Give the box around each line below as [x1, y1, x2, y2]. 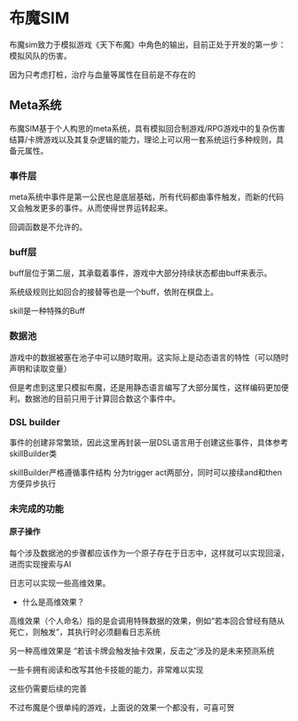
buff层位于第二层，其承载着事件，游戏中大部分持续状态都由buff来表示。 [9, 268, 272, 278]
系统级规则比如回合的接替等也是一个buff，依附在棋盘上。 [9, 286, 219, 298]
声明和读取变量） [9, 363, 72, 373]
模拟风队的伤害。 [9, 50, 72, 60]
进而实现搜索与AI [9, 559, 72, 570]
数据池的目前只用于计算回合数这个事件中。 [24, 393, 180, 404]
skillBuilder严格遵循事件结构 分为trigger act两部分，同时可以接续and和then [9, 467, 282, 477]
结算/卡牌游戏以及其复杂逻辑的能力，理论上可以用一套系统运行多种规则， [9, 134, 277, 145]
